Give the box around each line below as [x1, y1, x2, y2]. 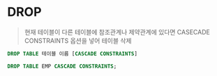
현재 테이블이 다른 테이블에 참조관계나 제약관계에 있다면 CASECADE [24, 28, 211, 36]
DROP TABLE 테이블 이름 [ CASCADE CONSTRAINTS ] [7, 50, 138, 57]
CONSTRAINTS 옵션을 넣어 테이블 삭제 [24, 36, 132, 45]
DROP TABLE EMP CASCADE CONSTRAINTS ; [7, 63, 117, 70]
